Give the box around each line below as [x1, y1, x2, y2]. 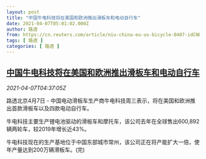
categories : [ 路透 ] [6, 44, 60, 50]
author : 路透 [6, 26, 38, 33]
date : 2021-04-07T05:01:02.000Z [6, 20, 89, 26]
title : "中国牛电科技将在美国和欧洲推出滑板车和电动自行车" [6, 15, 141, 21]
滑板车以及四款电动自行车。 [22, 104, 93, 112]
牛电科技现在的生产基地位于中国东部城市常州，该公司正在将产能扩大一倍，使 [6, 138, 200, 145]
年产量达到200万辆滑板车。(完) [6, 145, 85, 153]
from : [6, 32, 20, 38]
